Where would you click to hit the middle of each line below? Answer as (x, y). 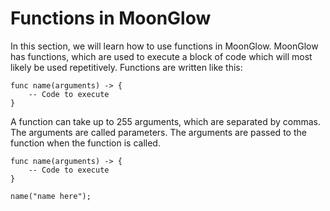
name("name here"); (51, 196)
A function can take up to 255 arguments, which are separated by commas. (166, 121)
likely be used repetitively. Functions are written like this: (126, 67)
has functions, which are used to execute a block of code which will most (161, 56)
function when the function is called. (85, 143)
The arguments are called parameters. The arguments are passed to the (158, 132)
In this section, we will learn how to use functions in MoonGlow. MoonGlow (164, 46)
